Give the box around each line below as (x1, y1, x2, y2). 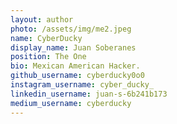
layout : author (10, 14, 74, 25)
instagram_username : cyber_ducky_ (10, 80, 155, 90)
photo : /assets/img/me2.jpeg (10, 24, 132, 34)
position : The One (10, 52, 87, 62)
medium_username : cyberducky (10, 98, 132, 108)
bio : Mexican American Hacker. (10, 61, 141, 71)
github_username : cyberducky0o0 (10, 71, 145, 81)
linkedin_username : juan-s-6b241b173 (10, 89, 168, 99)
